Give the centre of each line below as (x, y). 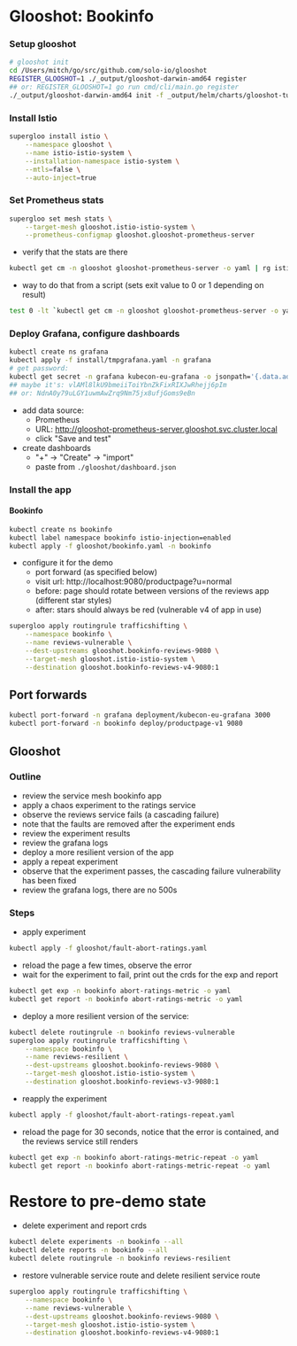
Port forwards (48, 695)
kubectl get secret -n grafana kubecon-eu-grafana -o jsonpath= (130, 377)
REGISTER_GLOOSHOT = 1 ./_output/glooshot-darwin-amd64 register (128, 79)
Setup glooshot (43, 44)
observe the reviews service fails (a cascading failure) (120, 814)
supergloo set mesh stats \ (61, 219)
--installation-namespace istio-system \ (102, 161)
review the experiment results (76, 833)
